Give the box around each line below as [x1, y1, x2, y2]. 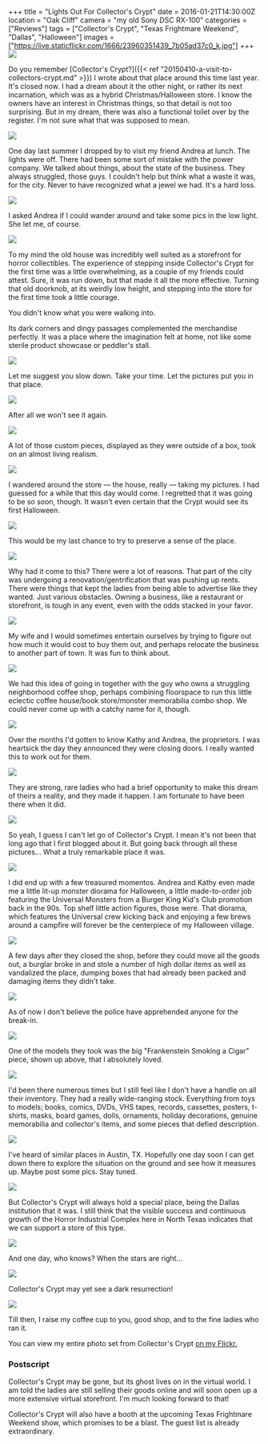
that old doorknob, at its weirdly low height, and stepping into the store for [8, 284, 253, 293]
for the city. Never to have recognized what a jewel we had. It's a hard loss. [8, 180, 256, 189]
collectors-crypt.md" [8, 73, 78, 83]
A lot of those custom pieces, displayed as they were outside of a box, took [8, 441, 257, 450]
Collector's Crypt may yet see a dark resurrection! [8, 1284, 174, 1293]
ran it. [8, 1323, 28, 1333]
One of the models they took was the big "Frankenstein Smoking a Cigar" [8, 1046, 250, 1055]
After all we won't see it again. [8, 411, 108, 419]
